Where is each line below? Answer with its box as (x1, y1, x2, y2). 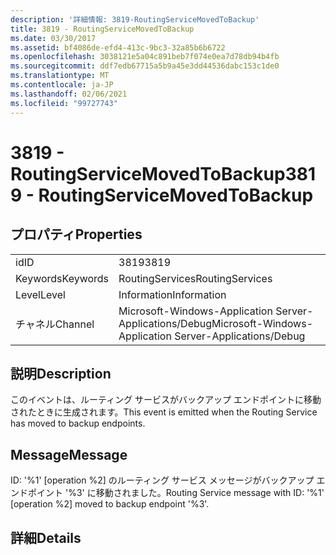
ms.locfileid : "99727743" (10, 98, 118, 108)
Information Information (118, 287, 227, 301)
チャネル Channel (15, 317, 95, 331)
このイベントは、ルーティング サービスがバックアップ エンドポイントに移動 (10, 394, 322, 406)
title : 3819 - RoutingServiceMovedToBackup (10, 24, 195, 34)
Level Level (15, 287, 66, 301)
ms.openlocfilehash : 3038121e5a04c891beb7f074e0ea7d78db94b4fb (10, 52, 280, 62)
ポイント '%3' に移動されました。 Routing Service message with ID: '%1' (27, 487, 325, 499)
